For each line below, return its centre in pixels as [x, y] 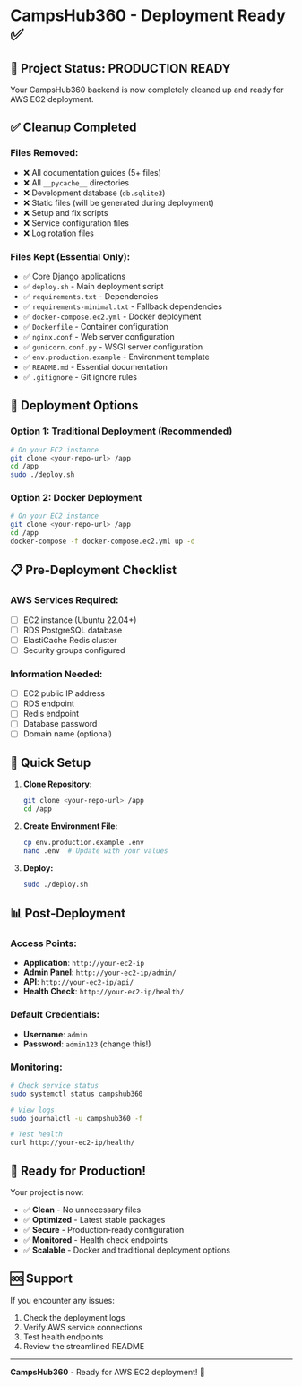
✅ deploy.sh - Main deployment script [93, 286]
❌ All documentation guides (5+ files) [92, 172]
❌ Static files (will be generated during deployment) [118, 202]
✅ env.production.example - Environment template [116, 357]
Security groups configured [74, 650]
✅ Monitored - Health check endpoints [95, 1240]
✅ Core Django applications [74, 276]
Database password [60, 724]
